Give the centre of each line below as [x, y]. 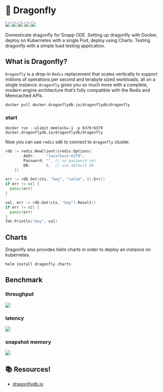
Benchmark [24, 280]
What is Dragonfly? [36, 62]
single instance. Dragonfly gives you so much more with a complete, [76, 85]
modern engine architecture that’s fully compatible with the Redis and [78, 90]
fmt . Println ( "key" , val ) [31, 221]
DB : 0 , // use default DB [59, 165]
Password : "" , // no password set [60, 160]
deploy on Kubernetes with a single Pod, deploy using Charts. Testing [78, 40]
